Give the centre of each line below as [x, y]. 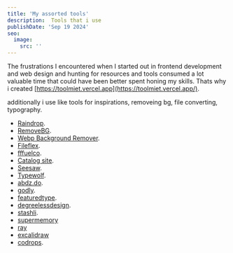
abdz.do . [30, 183]
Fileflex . [29, 145]
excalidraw [33, 235]
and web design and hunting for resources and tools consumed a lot [106, 74]
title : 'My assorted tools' [48, 14]
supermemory [38, 220]
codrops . [30, 242]
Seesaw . [29, 168]
